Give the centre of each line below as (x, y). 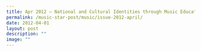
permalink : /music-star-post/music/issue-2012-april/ (75, 17)
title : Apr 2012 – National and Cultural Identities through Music (92, 12)
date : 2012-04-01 (28, 23)
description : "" (26, 34)
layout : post (22, 28)
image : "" (19, 39)
